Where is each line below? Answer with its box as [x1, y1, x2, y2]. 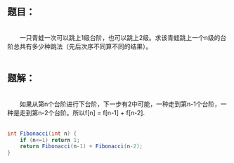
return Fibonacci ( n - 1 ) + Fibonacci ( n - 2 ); [20, 143, 143, 150]
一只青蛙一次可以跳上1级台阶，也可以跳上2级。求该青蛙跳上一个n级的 [20, 33, 221, 41]
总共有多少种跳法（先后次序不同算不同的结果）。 [13, 42, 152, 51]
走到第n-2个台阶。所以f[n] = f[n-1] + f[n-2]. [19, 108, 145, 117]
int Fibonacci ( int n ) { [7, 130, 77, 137]
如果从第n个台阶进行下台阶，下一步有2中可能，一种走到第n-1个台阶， [20, 100, 221, 108]
